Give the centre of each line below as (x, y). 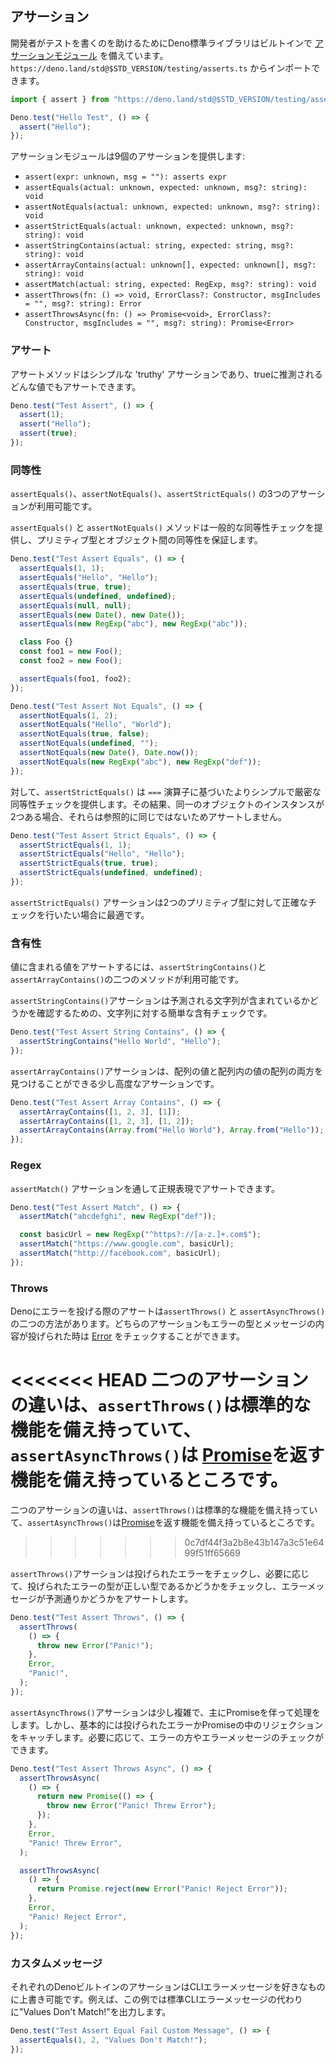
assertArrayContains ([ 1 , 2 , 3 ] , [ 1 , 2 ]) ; (107, 1121)
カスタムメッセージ (56, 1963)
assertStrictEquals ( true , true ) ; (89, 863)
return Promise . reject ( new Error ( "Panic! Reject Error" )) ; (162, 1889)
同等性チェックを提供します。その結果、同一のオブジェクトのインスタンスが (167, 804)
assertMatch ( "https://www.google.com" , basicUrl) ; (127, 1244)
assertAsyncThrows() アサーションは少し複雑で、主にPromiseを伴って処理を (166, 1712)
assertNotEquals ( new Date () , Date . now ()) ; (109, 753)
